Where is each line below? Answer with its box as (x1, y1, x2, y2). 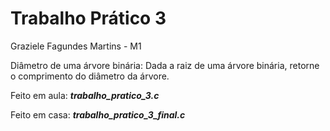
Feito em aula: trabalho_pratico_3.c (10, 89, 160, 101)
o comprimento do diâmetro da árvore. (10, 70, 170, 82)
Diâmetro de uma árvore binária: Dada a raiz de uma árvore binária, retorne (10, 59, 320, 71)
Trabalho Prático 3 (10, 7, 167, 30)
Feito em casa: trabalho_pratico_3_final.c (10, 108, 186, 121)
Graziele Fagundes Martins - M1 (10, 40, 142, 52)
